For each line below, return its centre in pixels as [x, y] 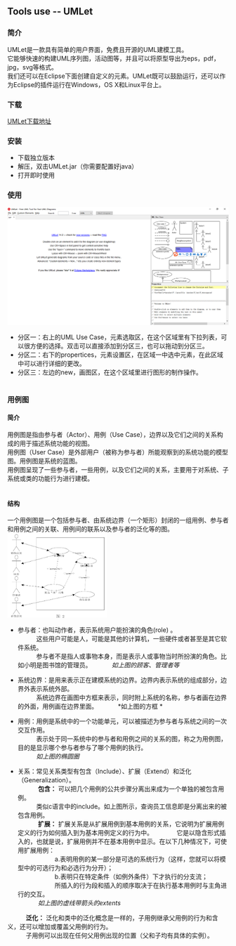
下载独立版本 [36, 158]
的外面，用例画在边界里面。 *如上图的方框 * [90, 706]
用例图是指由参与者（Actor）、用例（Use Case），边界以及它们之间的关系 [112, 434]
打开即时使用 [36, 176]
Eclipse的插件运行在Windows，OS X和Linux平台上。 [89, 84]
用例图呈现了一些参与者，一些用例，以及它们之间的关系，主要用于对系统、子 [118, 469]
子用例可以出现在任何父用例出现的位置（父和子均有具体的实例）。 [119, 935]
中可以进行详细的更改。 [51, 363]
